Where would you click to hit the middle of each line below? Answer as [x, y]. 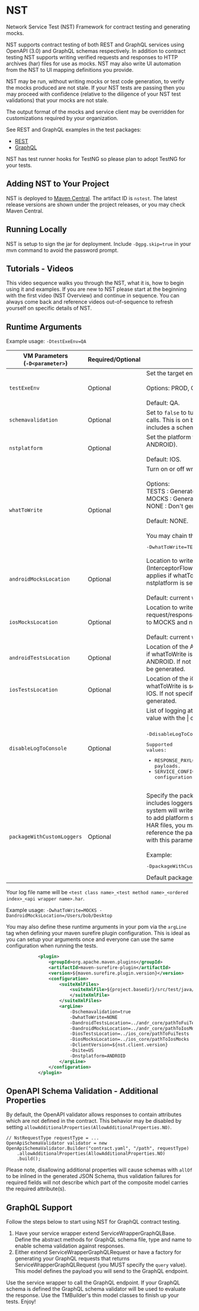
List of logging [166, 711]
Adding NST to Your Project [58, 184]
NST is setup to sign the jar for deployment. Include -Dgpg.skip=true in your [99, 243]
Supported [159, 745]
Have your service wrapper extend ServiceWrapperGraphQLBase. [95, 1233]
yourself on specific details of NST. [49, 308]
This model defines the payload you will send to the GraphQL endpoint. [102, 1271]
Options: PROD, [168, 388]
